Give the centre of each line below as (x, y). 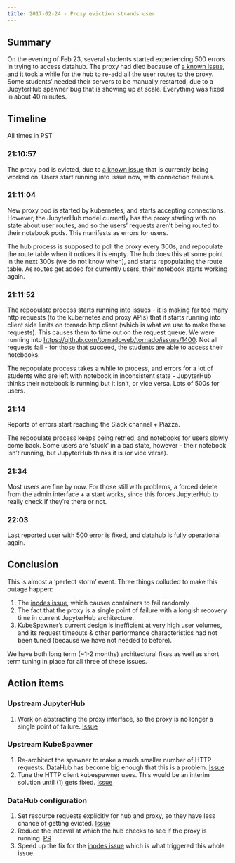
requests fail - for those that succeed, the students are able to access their (115, 347)
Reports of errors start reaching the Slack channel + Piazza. (94, 424)
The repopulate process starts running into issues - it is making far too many (118, 310)
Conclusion (33, 565)
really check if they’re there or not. (57, 501)
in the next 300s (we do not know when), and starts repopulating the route (115, 261)
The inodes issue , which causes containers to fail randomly (103, 603)
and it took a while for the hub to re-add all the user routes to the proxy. (110, 74)
